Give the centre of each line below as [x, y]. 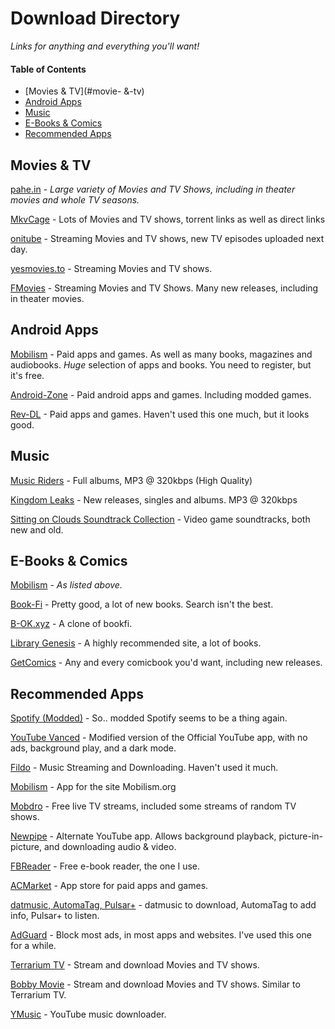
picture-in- [301, 836]
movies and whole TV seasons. [75, 199]
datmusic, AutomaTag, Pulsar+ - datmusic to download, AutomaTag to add [163, 905]
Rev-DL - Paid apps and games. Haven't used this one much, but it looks [160, 414]
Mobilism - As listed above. [66, 585]
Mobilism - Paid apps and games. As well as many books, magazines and [161, 354]
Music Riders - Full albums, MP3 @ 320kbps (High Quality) [131, 480]
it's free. [27, 375]
